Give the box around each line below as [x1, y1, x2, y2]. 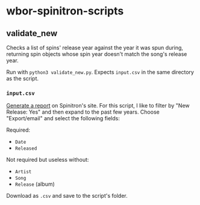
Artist [14, 169, 32, 175]
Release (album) [14, 180, 55, 188]
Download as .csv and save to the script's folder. [6, 192, 128, 200]
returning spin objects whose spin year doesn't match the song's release [6, 50, 187, 58]
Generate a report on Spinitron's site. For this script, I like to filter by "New [6, 102, 190, 109]
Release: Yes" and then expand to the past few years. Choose [6, 108, 160, 115]
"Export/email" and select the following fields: [6, 115, 120, 122]
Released [14, 145, 37, 151]
